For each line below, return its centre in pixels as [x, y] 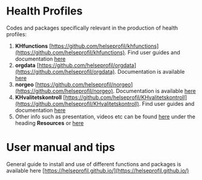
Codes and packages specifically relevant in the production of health [92, 28]
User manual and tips [61, 148]
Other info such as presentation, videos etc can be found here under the [105, 117]
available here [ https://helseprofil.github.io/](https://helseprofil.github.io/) [98, 170]
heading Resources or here [49, 123]
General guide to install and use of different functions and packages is [94, 164]
